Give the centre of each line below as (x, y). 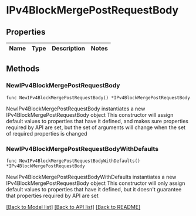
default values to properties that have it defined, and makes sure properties (97, 121)
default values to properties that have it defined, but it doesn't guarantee (94, 189)
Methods (23, 69)
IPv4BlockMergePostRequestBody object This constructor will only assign (96, 183)
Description (68, 48)
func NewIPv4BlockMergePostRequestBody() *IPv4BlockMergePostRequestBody (98, 97)
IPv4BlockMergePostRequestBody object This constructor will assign (90, 114)
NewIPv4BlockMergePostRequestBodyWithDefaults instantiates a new (91, 177)
